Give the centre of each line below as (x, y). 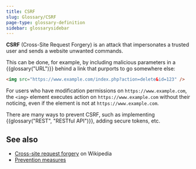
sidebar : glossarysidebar (38, 28)
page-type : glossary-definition (45, 22)
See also (22, 139)
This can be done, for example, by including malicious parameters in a (91, 62)
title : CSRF (21, 11)
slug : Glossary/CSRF (31, 17)
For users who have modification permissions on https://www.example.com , (97, 91)
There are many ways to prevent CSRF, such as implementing (81, 115)
